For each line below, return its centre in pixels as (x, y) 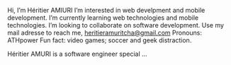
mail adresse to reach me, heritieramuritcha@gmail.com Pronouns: (105, 32)
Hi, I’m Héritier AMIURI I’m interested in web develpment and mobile (106, 10)
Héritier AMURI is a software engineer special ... (77, 54)
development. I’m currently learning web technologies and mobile (103, 18)
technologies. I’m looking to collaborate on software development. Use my (116, 25)
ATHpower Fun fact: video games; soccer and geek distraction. (100, 40)
